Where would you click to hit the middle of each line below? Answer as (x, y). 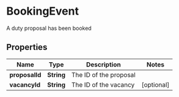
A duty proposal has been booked (49, 28)
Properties (27, 47)
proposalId (25, 74)
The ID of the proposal (103, 74)
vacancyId (25, 85)
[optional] (155, 85)
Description (103, 64)
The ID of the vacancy (103, 85)
